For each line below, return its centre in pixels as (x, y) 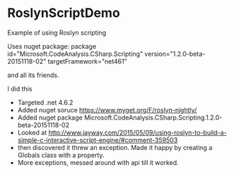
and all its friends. (33, 75)
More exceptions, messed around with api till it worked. (98, 162)
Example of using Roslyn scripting (57, 33)
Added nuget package (50, 117)
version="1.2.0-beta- (175, 54)
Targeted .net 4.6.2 (45, 102)
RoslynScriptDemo (64, 13)
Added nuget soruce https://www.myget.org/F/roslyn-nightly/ (107, 110)
